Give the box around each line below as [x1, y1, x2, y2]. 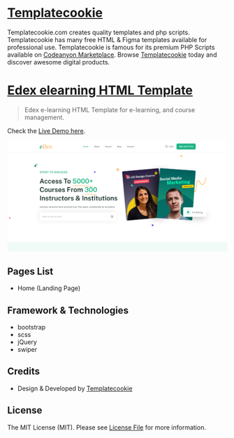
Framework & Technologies [7, 304, 129, 316]
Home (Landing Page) [17, 284, 81, 292]
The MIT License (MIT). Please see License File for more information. [7, 423, 206, 432]
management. [24, 113, 65, 121]
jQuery [17, 338, 37, 346]
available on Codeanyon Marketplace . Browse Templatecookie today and [7, 50, 217, 59]
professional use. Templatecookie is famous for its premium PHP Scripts [7, 43, 215, 51]
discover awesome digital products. [7, 57, 110, 66]
